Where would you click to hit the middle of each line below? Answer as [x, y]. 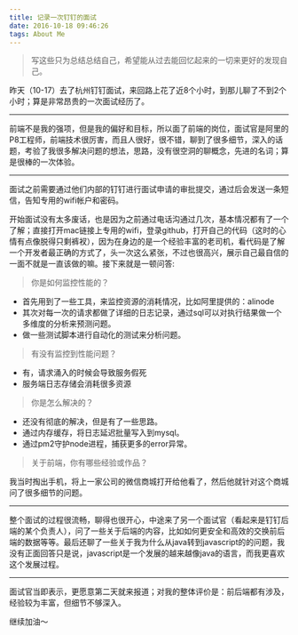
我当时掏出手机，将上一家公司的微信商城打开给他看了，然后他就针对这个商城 [149, 482]
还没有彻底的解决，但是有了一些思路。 [92, 422]
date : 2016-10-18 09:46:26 [59, 26]
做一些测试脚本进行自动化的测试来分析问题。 [104, 335]
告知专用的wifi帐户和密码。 [74, 200]
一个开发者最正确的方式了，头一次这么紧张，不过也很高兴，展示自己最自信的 [149, 253]
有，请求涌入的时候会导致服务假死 [84, 373]
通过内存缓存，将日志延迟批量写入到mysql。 [103, 433]
